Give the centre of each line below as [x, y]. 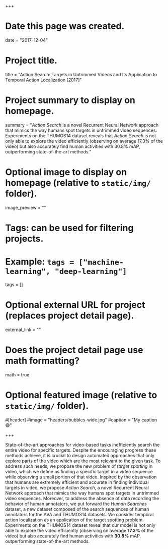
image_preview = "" [26, 207]
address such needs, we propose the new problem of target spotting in [79, 466]
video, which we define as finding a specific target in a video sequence [79, 471]
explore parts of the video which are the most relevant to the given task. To [83, 461]
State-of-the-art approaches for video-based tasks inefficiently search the [82, 445]
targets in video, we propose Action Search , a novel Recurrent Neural [77, 487]
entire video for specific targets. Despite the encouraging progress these [81, 450]
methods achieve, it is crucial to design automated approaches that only [80, 455]
